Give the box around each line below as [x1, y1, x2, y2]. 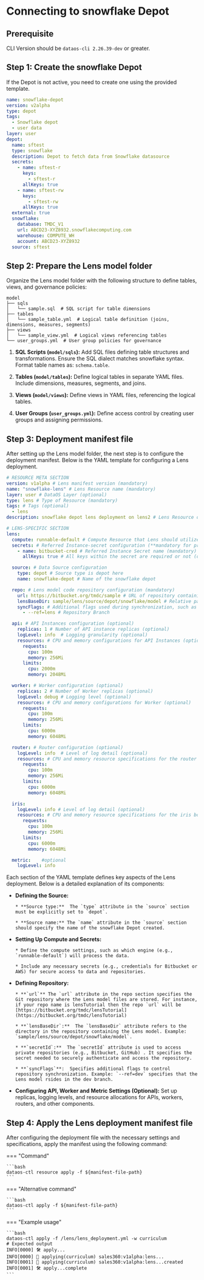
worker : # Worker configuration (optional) [12, 683, 123, 689]
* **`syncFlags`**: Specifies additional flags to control [15, 1066, 171, 1072]
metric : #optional [12, 857, 67, 863]
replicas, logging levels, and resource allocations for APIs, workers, [15, 1094, 184, 1101]
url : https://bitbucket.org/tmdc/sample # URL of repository [17, 593, 175, 599]
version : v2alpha [6, 102, 50, 108]
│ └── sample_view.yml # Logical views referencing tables [6, 332, 167, 339]
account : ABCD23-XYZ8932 [17, 238, 80, 244]
